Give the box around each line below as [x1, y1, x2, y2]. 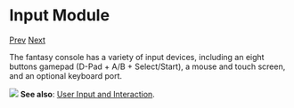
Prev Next [9, 35, 46, 45]
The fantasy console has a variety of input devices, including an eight [9, 51, 265, 62]
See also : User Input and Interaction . [20, 89, 156, 99]
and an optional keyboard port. [9, 70, 123, 81]
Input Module [9, 5, 110, 26]
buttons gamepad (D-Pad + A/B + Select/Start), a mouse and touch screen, [9, 61, 286, 72]
